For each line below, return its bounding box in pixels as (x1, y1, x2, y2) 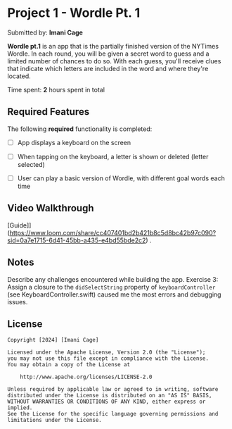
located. (7, 72, 31, 80)
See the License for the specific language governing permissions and (7, 411, 219, 418)
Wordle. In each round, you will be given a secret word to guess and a (7, 49, 210, 58)
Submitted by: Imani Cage (7, 28, 83, 37)
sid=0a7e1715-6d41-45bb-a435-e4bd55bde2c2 (7, 236, 146, 244)
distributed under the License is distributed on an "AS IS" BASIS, (7, 392, 212, 399)
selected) (17, 160, 46, 168)
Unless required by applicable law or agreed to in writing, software (7, 386, 219, 393)
